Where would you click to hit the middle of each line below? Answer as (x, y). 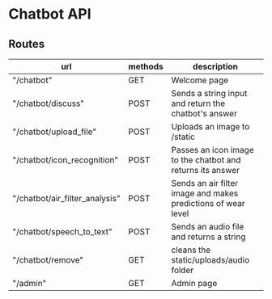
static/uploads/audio (210, 260)
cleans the (191, 250)
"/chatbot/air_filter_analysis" (66, 198)
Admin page (194, 283)
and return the (198, 103)
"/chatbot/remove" (48, 260)
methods (146, 67)
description (216, 67)
